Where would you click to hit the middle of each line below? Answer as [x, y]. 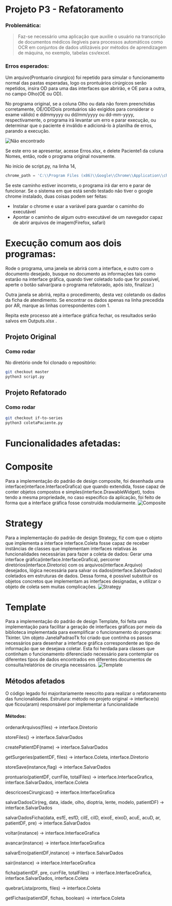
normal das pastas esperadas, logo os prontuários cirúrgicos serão [76, 83]
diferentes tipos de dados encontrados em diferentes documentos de [79, 660]
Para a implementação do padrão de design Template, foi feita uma [76, 622]
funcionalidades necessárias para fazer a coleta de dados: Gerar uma [79, 554]
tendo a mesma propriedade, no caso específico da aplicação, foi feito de [83, 497]
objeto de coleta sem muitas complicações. [51, 586]
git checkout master [27, 372]
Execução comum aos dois [63, 243]
